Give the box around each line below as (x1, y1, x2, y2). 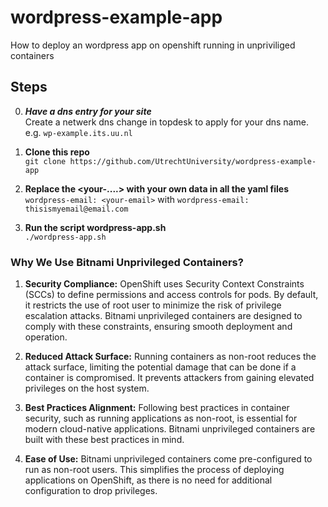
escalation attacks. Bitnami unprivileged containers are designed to (24, 310, 303, 322)
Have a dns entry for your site (24, 105, 152, 117)
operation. (24, 331, 68, 343)
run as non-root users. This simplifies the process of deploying (24, 464, 285, 476)
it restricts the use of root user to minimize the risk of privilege (24, 299, 282, 311)
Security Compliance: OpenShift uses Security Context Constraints (24, 278, 305, 290)
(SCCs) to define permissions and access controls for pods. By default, (24, 289, 319, 301)
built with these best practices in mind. (24, 434, 185, 446)
